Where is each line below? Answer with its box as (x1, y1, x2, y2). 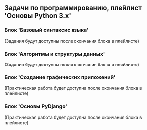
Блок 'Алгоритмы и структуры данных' (4, 50, 105, 57)
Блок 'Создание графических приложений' (4, 74, 116, 81)
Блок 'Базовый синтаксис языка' (4, 27, 89, 34)
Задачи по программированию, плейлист (4, 4, 142, 12)
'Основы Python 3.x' (4, 12, 72, 20)
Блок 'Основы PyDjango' (4, 103, 68, 110)
